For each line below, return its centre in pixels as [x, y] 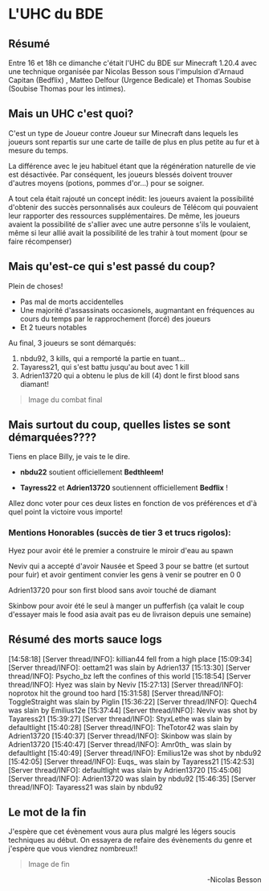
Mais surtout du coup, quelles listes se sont [120, 425]
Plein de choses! [36, 285]
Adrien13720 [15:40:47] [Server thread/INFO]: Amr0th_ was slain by [120, 744]
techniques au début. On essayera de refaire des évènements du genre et [130, 840]
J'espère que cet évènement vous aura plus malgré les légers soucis [122, 831]
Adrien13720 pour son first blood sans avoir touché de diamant [112, 590]
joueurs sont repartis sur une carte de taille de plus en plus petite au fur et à [134, 142]
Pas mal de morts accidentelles [72, 302]
